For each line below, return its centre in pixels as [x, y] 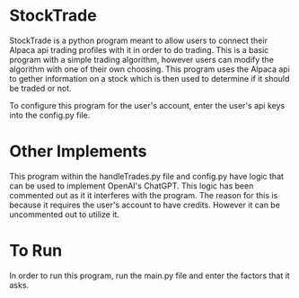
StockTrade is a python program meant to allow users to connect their [138, 40]
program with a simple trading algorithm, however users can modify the [141, 59]
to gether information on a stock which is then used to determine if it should [149, 78]
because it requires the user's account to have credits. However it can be [145, 205]
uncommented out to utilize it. [64, 214]
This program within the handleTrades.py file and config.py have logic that [147, 176]
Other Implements [78, 151]
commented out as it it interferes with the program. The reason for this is [144, 195]
